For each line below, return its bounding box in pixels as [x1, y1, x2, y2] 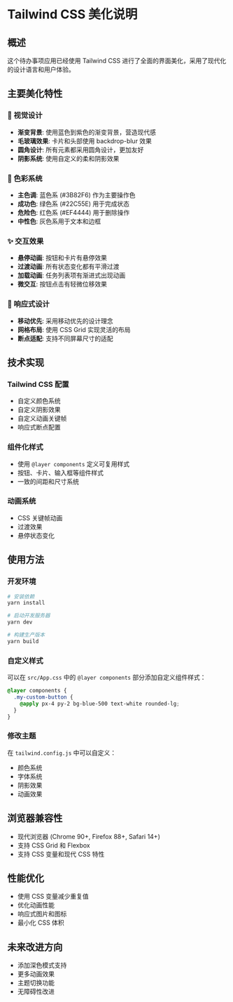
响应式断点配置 [17, 423, 61, 432]
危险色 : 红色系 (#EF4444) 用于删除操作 [17, 208, 130, 216]
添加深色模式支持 [17, 961, 67, 970]
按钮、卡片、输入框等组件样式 [17, 468, 104, 477]
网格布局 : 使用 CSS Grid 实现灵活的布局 [17, 325, 131, 334]
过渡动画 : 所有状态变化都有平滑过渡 [17, 263, 120, 271]
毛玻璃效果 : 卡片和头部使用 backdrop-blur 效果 [17, 136, 153, 145]
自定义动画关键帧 [17, 414, 67, 423]
